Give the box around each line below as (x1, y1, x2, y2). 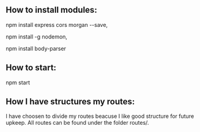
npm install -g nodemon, (6, 33, 68, 40)
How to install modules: (6, 5, 97, 15)
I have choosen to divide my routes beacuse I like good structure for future (6, 112, 194, 120)
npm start (6, 79, 31, 86)
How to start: (6, 62, 56, 73)
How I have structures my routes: (6, 97, 135, 107)
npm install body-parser (6, 45, 67, 52)
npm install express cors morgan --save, (6, 21, 108, 28)
